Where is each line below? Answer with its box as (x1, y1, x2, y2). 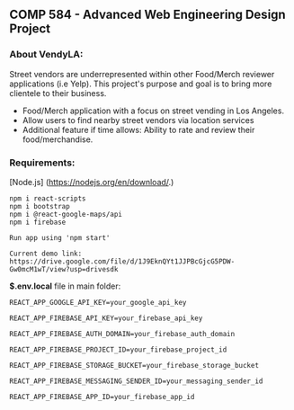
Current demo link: (9, 249, 83, 258)
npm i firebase (9, 218, 67, 227)
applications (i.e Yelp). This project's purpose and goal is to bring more (9, 78, 272, 89)
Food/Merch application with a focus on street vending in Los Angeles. (22, 105, 285, 116)
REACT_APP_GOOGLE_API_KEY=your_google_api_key (9, 298, 187, 307)
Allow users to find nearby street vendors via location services (22, 114, 254, 125)
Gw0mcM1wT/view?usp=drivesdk (9, 264, 119, 273)
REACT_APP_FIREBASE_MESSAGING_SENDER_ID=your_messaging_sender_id (9, 377, 263, 386)
